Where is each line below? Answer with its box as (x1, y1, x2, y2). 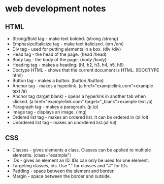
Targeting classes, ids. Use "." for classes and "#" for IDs (12, 162, 128, 168)
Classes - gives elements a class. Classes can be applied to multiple (12, 147, 151, 153)
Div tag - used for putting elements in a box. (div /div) (12, 46, 121, 52)
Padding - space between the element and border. (12, 168, 115, 174)
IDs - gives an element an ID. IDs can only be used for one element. (12, 157, 149, 163)
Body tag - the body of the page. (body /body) (12, 57, 107, 62)
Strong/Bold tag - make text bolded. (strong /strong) (12, 36, 119, 41)
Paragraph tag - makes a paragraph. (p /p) (12, 104, 98, 110)
